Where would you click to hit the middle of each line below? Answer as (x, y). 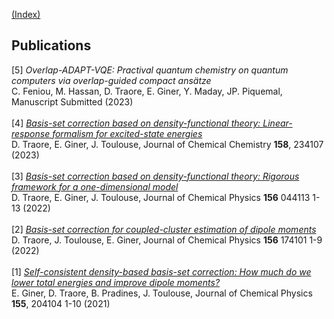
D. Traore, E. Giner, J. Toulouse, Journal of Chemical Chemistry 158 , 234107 (167, 144)
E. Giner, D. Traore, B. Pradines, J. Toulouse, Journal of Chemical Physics (162, 293)
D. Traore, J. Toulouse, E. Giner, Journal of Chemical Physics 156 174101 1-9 (167, 240)
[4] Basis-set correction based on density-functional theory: (136, 123)
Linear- (277, 123)
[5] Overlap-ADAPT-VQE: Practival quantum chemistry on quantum (150, 70)
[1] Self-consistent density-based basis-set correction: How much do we (161, 271)
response (31, 133)
